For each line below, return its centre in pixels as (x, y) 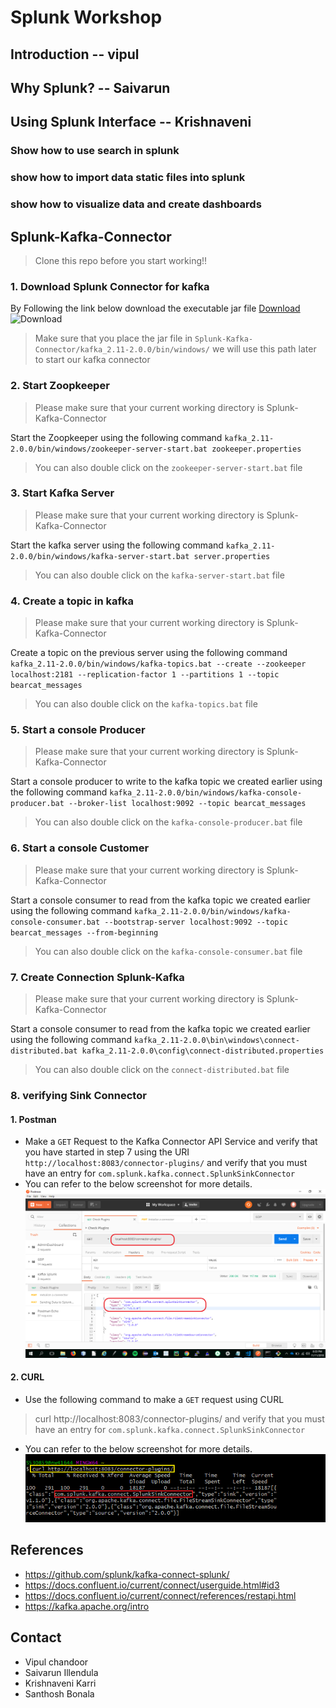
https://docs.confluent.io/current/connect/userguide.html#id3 (152, 1585)
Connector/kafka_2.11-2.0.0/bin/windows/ (122, 350)
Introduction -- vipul (75, 54)
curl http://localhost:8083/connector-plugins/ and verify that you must (179, 1418)
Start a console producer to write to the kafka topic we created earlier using (166, 782)
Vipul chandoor (56, 1662)
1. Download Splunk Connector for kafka (110, 286)
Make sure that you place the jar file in (113, 338)
